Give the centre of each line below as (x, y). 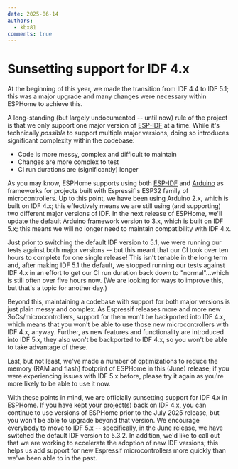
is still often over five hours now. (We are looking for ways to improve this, (115, 280)
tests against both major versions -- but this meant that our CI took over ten (118, 250)
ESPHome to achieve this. (45, 104)
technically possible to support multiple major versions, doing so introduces (118, 133)
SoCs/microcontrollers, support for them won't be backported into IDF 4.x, (117, 317)
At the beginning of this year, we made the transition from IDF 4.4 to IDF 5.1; (118, 89)
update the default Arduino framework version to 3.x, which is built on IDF (115, 221)
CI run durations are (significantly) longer (78, 170)
